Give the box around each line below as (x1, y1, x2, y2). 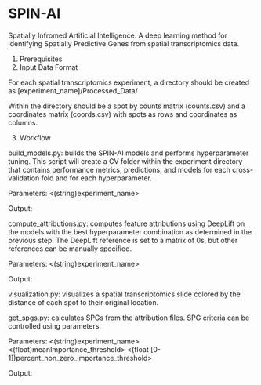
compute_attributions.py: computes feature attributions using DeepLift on (8, 219, 245, 228)
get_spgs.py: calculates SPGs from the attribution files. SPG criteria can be (8, 313, 250, 322)
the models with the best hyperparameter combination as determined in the (8, 227, 252, 236)
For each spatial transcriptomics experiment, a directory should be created (8, 78, 250, 87)
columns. (8, 118, 38, 127)
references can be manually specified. (8, 244, 132, 253)
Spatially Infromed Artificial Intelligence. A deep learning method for (8, 31, 227, 40)
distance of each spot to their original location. (8, 297, 159, 307)
